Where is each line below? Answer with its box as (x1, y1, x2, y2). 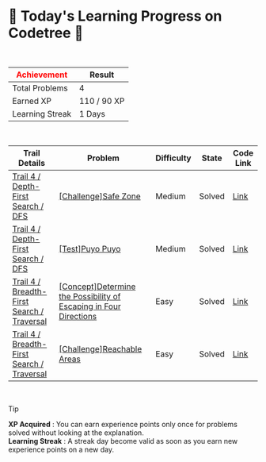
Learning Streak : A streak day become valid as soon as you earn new (8, 436, 238, 445)
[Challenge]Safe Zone (59, 191, 141, 202)
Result (89, 69, 115, 80)
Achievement (15, 69, 68, 80)
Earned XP (12, 95, 51, 106)
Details (18, 157, 46, 168)
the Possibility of (59, 291, 121, 302)
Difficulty (155, 152, 192, 164)
